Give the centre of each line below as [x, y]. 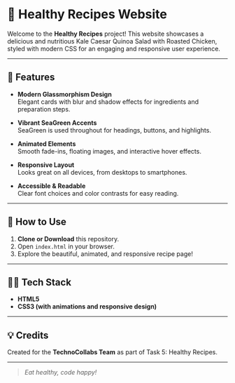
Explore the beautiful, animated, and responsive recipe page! [105, 254]
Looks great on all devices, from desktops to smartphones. [102, 172]
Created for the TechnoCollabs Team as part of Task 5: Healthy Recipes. [113, 352]
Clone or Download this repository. [68, 238]
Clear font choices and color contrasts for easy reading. [98, 193]
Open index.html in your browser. [66, 246]
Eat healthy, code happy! [60, 372]
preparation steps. [44, 109]
